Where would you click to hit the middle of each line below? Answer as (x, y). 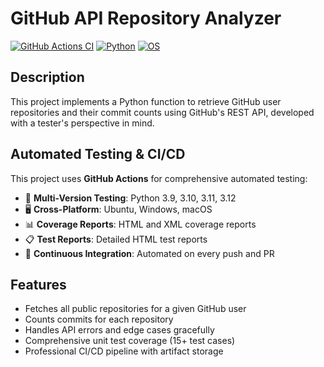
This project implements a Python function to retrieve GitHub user (146, 101)
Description (47, 77)
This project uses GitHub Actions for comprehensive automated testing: (159, 178)
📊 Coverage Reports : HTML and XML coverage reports (140, 224)
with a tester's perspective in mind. (82, 123)
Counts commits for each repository (99, 319)
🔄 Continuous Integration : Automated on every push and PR (149, 253)
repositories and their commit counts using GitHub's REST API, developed (162, 112)
